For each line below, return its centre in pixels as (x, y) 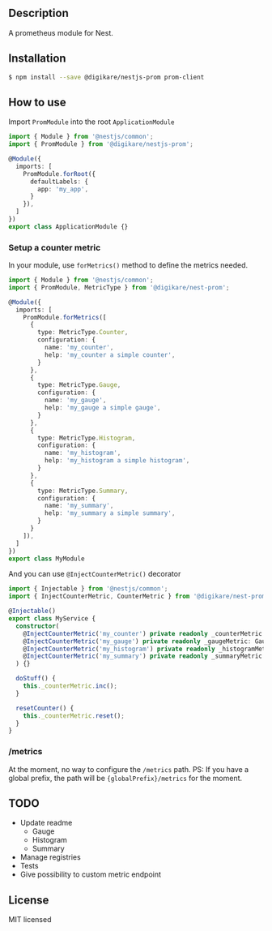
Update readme (46, 823)
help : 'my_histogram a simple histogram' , (117, 461)
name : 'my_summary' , (79, 506)
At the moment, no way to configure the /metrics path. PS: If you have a (129, 769)
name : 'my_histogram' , (83, 453)
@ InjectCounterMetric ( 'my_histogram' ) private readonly (119, 649)
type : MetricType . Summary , (83, 491)
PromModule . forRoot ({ (59, 174)
